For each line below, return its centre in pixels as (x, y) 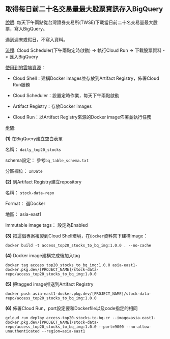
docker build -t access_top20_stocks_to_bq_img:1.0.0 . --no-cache (78, 245)
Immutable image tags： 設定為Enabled (47, 225)
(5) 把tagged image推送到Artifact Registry (49, 284)
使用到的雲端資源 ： (25, 67)
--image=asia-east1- (134, 318)
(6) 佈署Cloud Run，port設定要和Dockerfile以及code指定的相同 (72, 308)
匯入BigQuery (24, 56)
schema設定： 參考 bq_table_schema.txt (47, 160)
